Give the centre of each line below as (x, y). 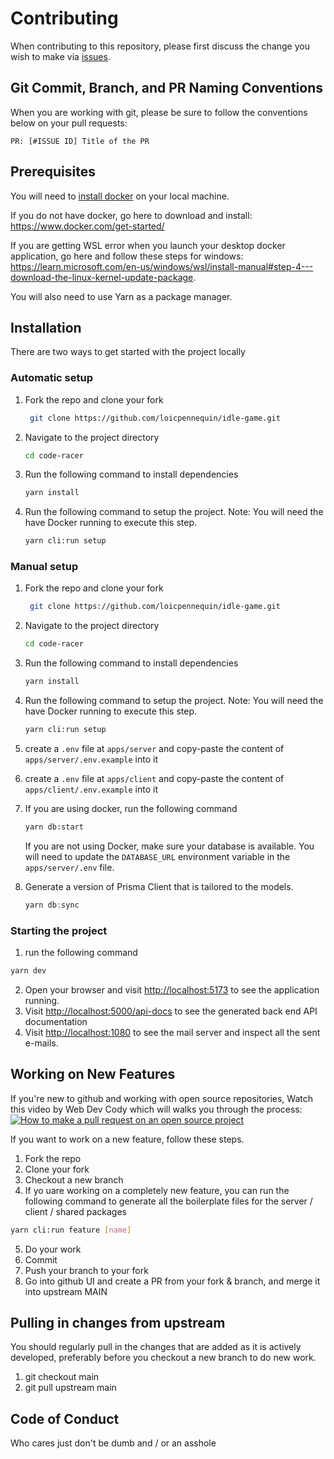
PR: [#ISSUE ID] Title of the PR (80, 141)
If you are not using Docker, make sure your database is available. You (169, 846)
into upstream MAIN (66, 1291)
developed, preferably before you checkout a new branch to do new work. (163, 1358)
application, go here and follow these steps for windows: (127, 256)
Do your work (53, 1249)
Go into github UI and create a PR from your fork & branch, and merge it (172, 1281)
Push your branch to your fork (86, 1270)
